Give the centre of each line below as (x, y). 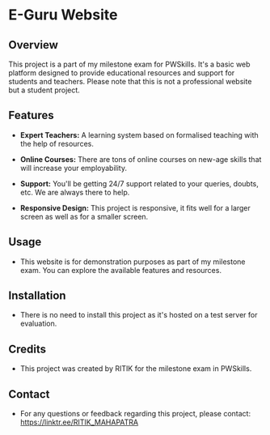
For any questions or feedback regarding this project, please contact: (135, 414)
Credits (27, 349)
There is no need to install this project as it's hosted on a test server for (139, 315)
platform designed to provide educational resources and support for (122, 73)
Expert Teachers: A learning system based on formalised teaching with (139, 134)
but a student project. (44, 90)
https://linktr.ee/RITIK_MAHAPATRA (79, 422)
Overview (34, 45)
